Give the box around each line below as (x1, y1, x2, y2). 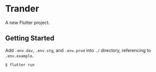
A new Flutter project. (5, 19, 50, 25)
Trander (5, 3, 39, 14)
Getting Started (5, 34, 55, 42)
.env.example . (5, 52, 34, 58)
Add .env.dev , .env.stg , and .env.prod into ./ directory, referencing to (5, 47, 151, 53)
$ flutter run (5, 62, 35, 67)
